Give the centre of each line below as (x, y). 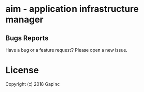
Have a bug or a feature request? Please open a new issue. (66, 50)
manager (24, 20)
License (22, 70)
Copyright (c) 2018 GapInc (33, 84)
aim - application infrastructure (72, 9)
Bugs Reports (27, 38)
